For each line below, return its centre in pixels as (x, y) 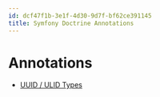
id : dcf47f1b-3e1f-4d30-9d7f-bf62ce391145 (80, 16)
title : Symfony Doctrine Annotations (71, 23)
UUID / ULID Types (51, 85)
